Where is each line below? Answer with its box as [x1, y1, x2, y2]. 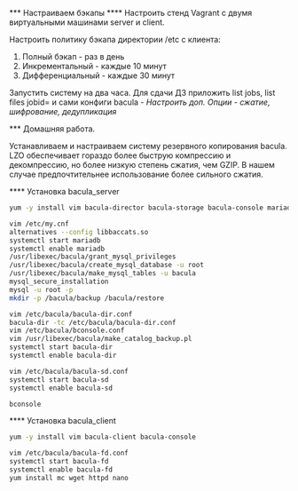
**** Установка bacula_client [9, 416, 117, 426]
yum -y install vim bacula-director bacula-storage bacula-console [9, 203, 264, 212]
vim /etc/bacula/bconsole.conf [9, 326, 125, 336]
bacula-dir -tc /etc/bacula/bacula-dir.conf [9, 318, 176, 327]
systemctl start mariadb [9, 235, 101, 245]
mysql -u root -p [9, 285, 74, 294]
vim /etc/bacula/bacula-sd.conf [9, 367, 129, 376]
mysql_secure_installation [9, 277, 109, 286]
